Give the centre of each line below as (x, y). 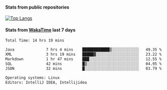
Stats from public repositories (37, 7)
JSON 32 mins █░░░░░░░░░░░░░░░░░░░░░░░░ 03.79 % (83, 68)
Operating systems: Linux (32, 78)
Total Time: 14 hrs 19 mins (35, 40)
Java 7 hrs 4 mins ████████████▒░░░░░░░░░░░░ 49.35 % (83, 50)
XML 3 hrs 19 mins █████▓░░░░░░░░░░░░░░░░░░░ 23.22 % (83, 55)
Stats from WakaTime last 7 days (40, 30)
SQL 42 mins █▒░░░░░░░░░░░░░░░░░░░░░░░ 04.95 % (83, 64)
